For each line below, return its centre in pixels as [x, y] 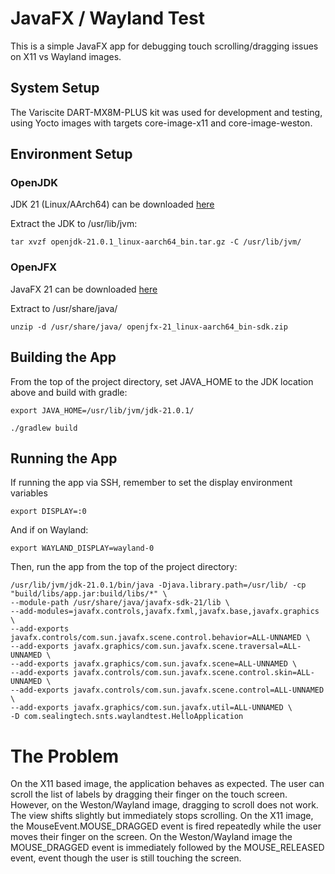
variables [29, 493]
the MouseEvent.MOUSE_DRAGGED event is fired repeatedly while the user [166, 826]
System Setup [55, 88]
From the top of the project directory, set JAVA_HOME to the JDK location [162, 381]
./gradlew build [44, 428]
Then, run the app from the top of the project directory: [124, 567]
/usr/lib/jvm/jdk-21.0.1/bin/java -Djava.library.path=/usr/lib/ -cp [158, 585]
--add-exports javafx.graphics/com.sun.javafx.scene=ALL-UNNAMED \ [154, 664]
